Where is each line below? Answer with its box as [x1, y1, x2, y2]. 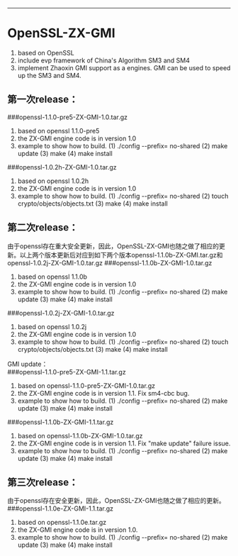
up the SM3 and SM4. [17, 71, 81, 79]
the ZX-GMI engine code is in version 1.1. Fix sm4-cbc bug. [17, 389, 190, 397]
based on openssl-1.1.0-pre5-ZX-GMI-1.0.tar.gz [17, 381, 156, 390]
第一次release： [7, 94, 79, 106]
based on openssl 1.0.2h [17, 177, 89, 185]
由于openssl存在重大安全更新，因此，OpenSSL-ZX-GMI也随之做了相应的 [7, 242, 220, 250]
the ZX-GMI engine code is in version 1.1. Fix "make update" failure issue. [17, 439, 231, 447]
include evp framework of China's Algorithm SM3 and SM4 [17, 56, 190, 65]
